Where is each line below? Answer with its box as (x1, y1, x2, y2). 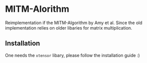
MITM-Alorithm (5, 3, 70, 15)
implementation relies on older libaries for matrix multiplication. (5, 25, 132, 31)
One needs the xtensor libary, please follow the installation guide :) (5, 52, 140, 58)
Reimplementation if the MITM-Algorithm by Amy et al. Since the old (5, 20, 143, 26)
